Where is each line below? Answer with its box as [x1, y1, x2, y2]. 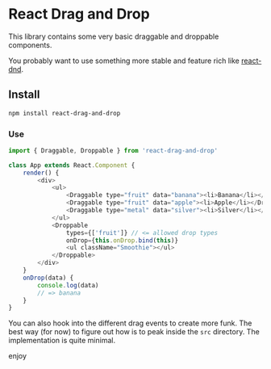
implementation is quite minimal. [8, 336, 115, 346]
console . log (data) [37, 281, 99, 289]
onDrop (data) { [23, 274, 74, 282]
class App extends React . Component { [8, 161, 135, 170]
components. [8, 40, 52, 49]
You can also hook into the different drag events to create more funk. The [8, 318, 252, 328]
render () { [23, 169, 60, 177]
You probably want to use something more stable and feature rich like [8, 56, 240, 65]
